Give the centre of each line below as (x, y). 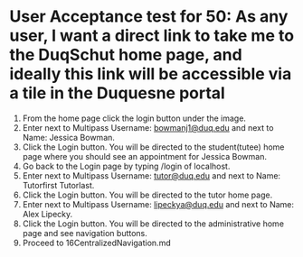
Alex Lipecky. (47, 214)
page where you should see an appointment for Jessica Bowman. (144, 156)
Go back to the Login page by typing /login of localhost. (126, 166)
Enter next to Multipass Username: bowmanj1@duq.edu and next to (148, 127)
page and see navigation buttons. (85, 233)
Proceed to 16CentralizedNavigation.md (96, 243)
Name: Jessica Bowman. (69, 137)
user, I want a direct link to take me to (152, 36)
